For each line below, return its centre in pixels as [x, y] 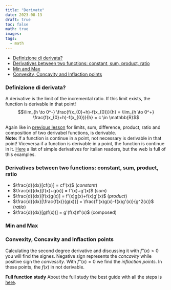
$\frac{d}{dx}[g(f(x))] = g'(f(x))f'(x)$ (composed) [65, 212]
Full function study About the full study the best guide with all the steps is [84, 277]
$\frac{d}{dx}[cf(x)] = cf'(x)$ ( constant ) [55, 185]
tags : [11, 39]
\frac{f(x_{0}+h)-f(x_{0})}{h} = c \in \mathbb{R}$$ [86, 118]
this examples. [20, 154]
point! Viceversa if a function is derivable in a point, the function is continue [85, 144]
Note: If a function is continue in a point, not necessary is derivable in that [83, 138]
